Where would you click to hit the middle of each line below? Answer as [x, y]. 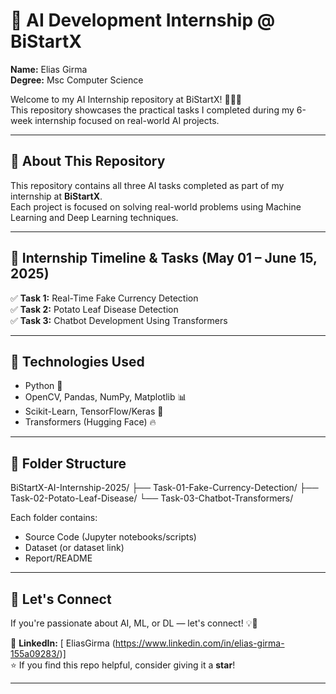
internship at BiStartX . [56, 196]
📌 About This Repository [88, 161]
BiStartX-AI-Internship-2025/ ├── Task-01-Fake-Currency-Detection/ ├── [164, 488]
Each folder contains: [54, 518]
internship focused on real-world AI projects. [127, 120]
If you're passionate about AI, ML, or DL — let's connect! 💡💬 [134, 623]
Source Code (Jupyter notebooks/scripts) [110, 537]
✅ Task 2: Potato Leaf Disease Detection [94, 309]
